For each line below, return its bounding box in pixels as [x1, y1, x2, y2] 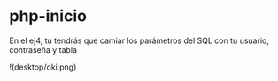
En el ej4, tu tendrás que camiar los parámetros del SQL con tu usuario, [9, 35, 270, 46]
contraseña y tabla [9, 44, 78, 55]
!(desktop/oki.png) [9, 62, 77, 72]
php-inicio [9, 6, 87, 26]
